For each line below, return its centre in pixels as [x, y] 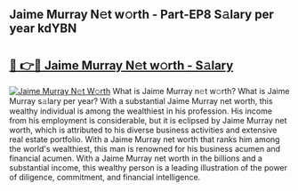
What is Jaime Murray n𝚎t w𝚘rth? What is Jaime [201, 91]
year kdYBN [43, 29]
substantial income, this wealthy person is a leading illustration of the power [148, 167]
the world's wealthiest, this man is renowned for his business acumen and [145, 149]
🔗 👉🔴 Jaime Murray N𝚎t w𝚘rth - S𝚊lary [121, 65]
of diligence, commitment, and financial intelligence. [105, 177]
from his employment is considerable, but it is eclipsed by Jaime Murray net [148, 120]
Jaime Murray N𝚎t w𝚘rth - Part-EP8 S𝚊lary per [141, 15]
